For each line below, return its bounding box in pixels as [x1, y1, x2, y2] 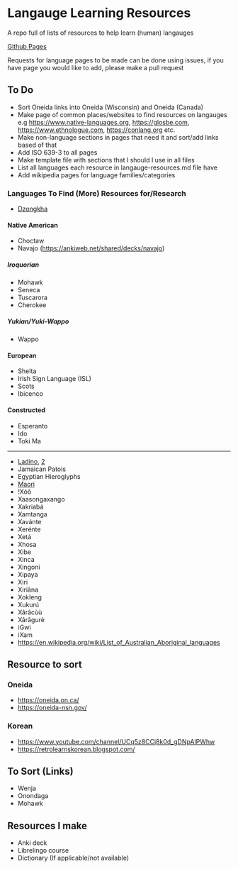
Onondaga [17, 792, 49, 800]
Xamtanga [17, 509, 47, 519]
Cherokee [17, 301, 47, 309]
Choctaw [17, 236, 45, 245]
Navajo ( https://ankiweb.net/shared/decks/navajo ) [17, 244, 165, 253]
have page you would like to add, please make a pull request [7, 63, 184, 72]
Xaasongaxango [17, 494, 65, 503]
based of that [17, 140, 57, 149]
